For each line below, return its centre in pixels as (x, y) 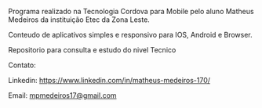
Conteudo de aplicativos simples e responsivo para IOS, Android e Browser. (130, 35)
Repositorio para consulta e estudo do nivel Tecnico (92, 50)
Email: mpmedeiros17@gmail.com (62, 95)
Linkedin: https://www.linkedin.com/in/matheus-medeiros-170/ (109, 80)
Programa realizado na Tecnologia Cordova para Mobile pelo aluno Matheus (131, 11)
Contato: (22, 65)
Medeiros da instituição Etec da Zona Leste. (79, 20)
